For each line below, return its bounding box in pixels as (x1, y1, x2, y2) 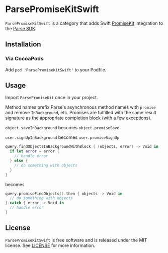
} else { (10, 158, 28, 163)
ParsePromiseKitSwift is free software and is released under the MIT (5, 237, 147, 243)
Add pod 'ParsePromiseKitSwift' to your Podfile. (5, 66, 107, 72)
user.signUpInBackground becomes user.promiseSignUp (5, 134, 120, 140)
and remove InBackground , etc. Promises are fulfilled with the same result (5, 110, 157, 116)
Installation (5, 40, 41, 49)
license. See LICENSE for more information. (5, 242, 96, 248)
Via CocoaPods (5, 55, 44, 62)
